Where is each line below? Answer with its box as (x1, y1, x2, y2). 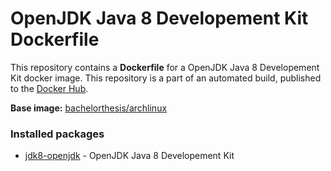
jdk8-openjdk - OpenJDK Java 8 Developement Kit (24, 150, 235, 162)
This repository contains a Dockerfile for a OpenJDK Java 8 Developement (10, 61, 320, 73)
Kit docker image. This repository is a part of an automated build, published (10, 72, 322, 84)
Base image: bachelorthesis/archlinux (10, 102, 168, 114)
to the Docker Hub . (10, 82, 89, 94)
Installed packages (10, 127, 105, 141)
